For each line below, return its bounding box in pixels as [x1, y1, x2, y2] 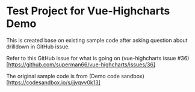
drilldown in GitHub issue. [6, 43, 70, 50]
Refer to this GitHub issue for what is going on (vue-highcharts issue [6, 54, 176, 62]
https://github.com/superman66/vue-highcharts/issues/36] [8, 61, 156, 68]
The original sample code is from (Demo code [6, 72, 120, 79]
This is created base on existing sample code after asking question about [6, 36, 188, 44]
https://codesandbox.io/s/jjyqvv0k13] [8, 79, 101, 86]
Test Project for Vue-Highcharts [6, 4, 170, 18]
